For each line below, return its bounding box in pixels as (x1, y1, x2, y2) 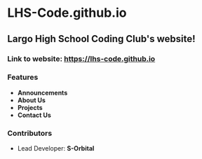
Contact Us (17, 111, 51, 119)
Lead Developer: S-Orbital (17, 144, 95, 153)
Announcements (17, 88, 68, 97)
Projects (17, 103, 43, 111)
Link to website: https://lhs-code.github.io (7, 54, 156, 64)
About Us (17, 96, 46, 104)
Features (7, 72, 39, 82)
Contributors (7, 128, 53, 138)
